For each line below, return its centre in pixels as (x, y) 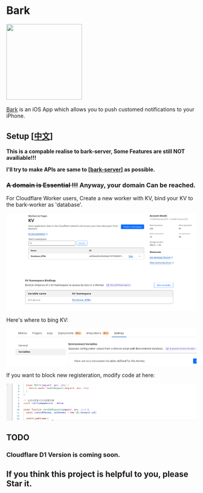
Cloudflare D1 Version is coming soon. (63, 454)
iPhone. (16, 116)
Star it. (19, 484)
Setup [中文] (30, 136)
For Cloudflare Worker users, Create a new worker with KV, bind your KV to (100, 198)
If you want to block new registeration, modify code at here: (81, 375)
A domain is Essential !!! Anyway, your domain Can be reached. (101, 185)
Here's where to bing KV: (37, 320)
